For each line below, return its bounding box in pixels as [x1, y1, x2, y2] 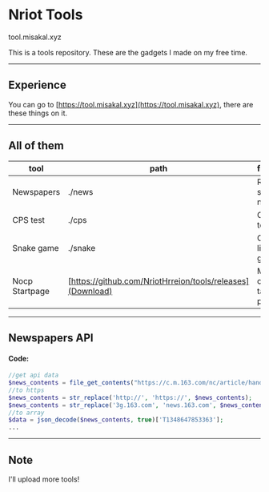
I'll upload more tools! [8, 474, 80, 484]
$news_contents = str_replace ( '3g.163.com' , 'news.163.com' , [8, 401, 217, 409]
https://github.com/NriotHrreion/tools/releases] [70, 275, 250, 286]
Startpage [12, 285, 50, 296]
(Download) [67, 285, 113, 296]
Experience [8, 79, 66, 92]
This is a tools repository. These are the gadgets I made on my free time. [8, 47, 248, 57]
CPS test [12, 214, 46, 225]
